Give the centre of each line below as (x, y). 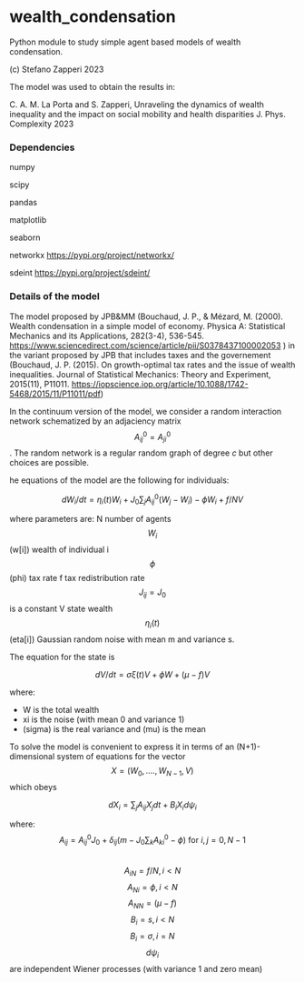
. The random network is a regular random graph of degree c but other (142, 453)
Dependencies (42, 147)
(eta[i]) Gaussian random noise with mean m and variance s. (122, 639)
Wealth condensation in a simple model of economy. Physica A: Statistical (147, 326)
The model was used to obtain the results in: (92, 86)
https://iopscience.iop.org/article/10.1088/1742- (160, 384)
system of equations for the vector (121, 756)
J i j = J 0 (152, 593)
